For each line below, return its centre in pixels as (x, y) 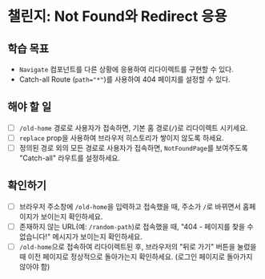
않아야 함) (34, 267)
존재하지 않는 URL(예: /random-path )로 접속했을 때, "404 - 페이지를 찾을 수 (136, 226)
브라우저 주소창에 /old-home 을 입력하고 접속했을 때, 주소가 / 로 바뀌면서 (130, 206)
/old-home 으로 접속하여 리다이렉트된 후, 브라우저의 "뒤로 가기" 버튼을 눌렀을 (138, 246)
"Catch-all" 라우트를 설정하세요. (70, 158)
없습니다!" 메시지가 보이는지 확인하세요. (81, 237)
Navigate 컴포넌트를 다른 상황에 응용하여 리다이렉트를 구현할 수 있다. (126, 69)
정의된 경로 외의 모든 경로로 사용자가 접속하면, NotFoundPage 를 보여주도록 (134, 148)
